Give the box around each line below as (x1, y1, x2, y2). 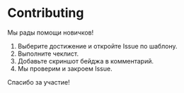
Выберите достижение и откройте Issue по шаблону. (17, 42, 178, 50)
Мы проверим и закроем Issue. (17, 64, 113, 73)
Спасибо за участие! (7, 77, 70, 86)
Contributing (7, 5, 84, 21)
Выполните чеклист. (17, 49, 79, 58)
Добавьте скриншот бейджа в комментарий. (17, 56, 154, 65)
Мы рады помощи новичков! (7, 28, 94, 37)
